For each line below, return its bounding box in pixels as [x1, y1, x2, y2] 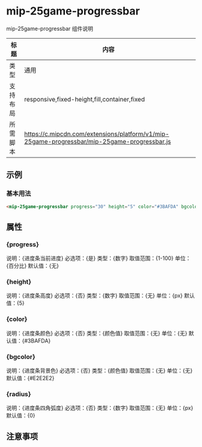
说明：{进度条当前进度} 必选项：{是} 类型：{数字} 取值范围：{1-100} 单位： [6, 255, 191, 262]
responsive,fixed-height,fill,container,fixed [23, 95, 145, 103]
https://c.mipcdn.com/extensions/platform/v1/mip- [23, 130, 170, 138]
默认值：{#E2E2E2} [6, 375, 55, 382]
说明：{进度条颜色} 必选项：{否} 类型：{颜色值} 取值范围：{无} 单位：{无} [6, 329, 188, 337]
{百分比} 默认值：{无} [6, 262, 59, 270]
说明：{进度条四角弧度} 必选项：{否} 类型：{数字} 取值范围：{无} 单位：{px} [6, 404, 194, 411]
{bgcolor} [6, 352, 36, 361]
